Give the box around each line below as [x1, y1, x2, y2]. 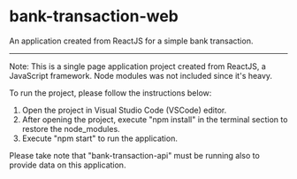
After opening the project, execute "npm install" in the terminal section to [21, 113, 288, 125]
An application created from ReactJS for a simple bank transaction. [9, 35, 254, 46]
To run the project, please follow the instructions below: [9, 87, 212, 98]
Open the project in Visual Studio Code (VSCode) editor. [21, 105, 227, 115]
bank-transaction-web [9, 6, 179, 27]
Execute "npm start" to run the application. [21, 133, 179, 144]
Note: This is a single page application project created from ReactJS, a [9, 60, 267, 72]
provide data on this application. [9, 160, 126, 170]
